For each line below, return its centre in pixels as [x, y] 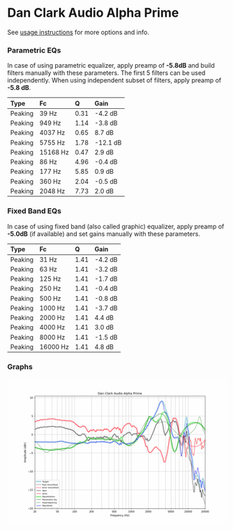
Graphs [20, 367]
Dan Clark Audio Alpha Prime [93, 13]
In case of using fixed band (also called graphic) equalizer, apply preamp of [116, 226]
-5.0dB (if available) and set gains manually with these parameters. [104, 234]
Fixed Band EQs [34, 211]
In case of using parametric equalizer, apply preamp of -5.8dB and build [111, 66]
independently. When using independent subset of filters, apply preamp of [114, 80]
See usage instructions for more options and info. [78, 32]
